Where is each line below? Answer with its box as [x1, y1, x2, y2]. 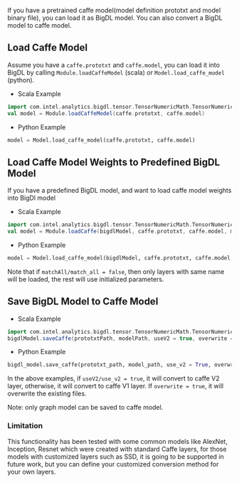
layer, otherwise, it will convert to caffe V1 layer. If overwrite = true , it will [7, 382, 224, 391]
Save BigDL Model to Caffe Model [7, 295, 159, 308]
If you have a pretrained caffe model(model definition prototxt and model [7, 6, 221, 14]
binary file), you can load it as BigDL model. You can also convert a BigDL [7, 14, 223, 22]
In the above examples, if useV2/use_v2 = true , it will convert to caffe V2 [7, 374, 220, 383]
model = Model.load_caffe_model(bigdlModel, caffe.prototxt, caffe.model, [7, 255, 234, 262]
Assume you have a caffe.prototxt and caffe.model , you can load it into [7, 60, 221, 69]
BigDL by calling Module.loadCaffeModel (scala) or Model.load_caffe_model [7, 68, 225, 77]
